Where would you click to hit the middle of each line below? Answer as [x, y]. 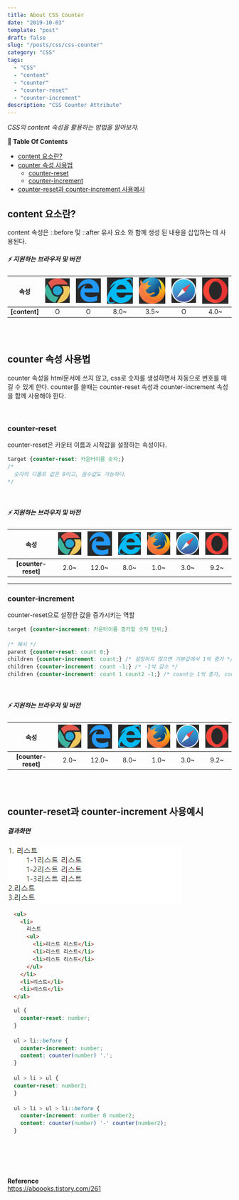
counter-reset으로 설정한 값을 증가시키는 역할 [71, 615]
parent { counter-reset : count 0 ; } [59, 652]
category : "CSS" [31, 53]
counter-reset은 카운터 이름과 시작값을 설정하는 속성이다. [87, 445]
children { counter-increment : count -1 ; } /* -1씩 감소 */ [93, 667]
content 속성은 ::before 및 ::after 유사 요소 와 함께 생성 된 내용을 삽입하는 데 [113, 232]
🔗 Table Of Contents [38, 142]
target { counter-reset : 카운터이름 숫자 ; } [66, 459]
